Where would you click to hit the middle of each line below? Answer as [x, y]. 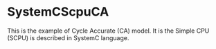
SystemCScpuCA [58, 12]
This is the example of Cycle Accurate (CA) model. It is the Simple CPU [108, 31]
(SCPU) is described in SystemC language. [68, 37]
